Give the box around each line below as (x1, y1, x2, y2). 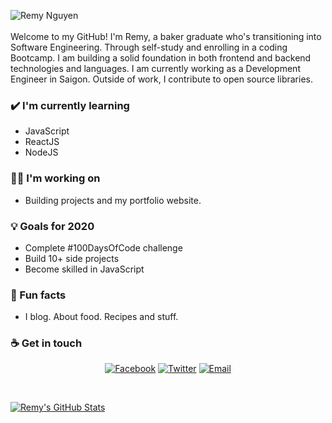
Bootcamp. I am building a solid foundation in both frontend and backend (10, 52, 312, 64)
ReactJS (24, 136, 60, 148)
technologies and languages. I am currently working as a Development (10, 63, 301, 74)
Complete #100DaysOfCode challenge (24, 241, 183, 254)
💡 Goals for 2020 (10, 219, 95, 233)
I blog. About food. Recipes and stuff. (24, 311, 179, 323)
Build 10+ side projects (24, 252, 120, 264)
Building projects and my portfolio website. (24, 194, 202, 206)
